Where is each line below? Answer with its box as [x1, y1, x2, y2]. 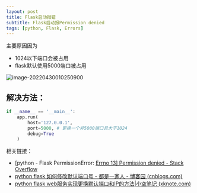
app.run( [17, 114, 39, 120]
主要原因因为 [6, 42, 37, 49]
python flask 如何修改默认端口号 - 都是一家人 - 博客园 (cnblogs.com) [14, 173, 183, 180]
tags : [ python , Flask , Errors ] [6, 25, 84, 31]
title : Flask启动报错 [6, 14, 56, 20]
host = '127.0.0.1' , [27, 120, 73, 126]
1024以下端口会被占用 [14, 54, 69, 62]
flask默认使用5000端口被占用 [14, 62, 87, 69]
